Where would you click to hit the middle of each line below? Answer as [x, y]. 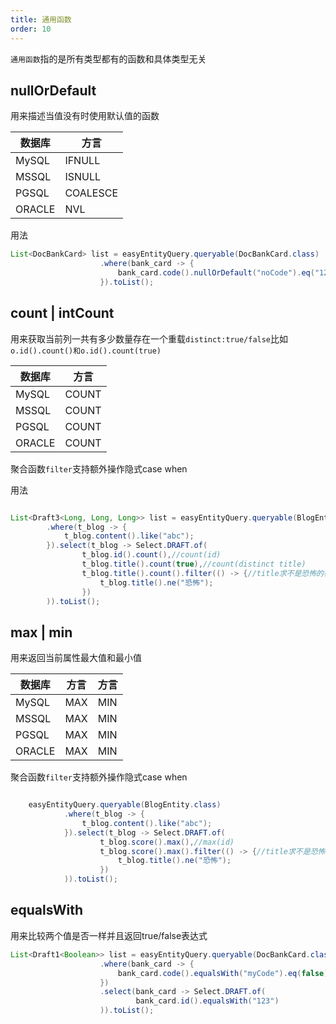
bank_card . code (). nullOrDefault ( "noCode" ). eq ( [216, 273]
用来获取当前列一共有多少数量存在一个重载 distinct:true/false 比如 [149, 338]
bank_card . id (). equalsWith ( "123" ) [207, 1001]
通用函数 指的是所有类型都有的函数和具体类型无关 [108, 58]
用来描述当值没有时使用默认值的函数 [85, 116]
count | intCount [62, 313]
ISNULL [82, 177]
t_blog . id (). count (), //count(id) [151, 555]
